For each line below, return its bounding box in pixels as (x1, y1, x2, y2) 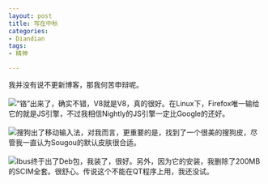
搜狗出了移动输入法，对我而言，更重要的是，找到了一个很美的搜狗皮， (16, 127, 251, 137)
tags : (8, 42, 27, 50)
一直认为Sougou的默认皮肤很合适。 (22, 138, 141, 147)
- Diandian (8, 34, 45, 43)
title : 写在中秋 (8, 19, 58, 28)
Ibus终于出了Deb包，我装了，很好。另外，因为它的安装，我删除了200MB (16, 156, 261, 166)
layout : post (8, 11, 53, 20)
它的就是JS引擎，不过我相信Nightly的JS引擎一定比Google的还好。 (8, 109, 230, 118)
